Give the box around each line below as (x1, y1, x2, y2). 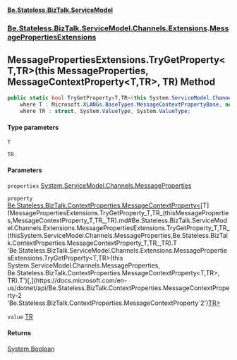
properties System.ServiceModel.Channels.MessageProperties (7, 181, 192, 190)
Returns (7, 328, 32, 337)
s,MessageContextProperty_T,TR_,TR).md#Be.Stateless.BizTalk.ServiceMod (7, 216, 228, 225)
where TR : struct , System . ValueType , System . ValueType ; (20, 108, 191, 115)
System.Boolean (7, 344, 55, 353)
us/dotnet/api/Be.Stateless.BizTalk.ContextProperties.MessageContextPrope (7, 284, 230, 292)
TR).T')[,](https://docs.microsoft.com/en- (7, 276, 128, 285)
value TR (7, 313, 33, 321)
